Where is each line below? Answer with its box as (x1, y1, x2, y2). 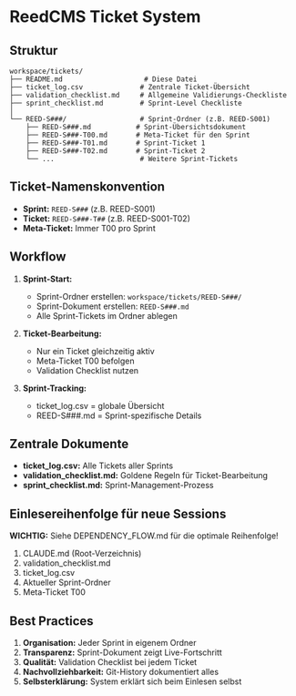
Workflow (9, 249, 66, 265)
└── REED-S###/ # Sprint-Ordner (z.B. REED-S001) (9, 115, 271, 124)
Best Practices (9, 613, 94, 629)
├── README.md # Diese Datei (9, 75, 198, 84)
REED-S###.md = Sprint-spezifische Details (36, 410, 202, 421)
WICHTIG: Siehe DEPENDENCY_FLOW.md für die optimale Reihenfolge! (9, 530, 280, 541)
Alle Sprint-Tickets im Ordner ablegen (36, 310, 178, 321)
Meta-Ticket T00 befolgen (36, 355, 135, 366)
